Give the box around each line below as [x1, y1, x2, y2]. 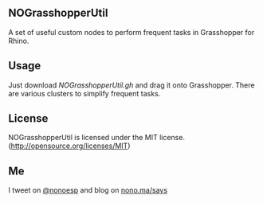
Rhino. [8, 36, 29, 45]
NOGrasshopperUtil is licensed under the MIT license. [8, 133, 186, 142]
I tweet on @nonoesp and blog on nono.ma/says [8, 185, 168, 195]
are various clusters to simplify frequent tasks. [8, 88, 161, 98]
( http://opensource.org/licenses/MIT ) [8, 141, 131, 150]
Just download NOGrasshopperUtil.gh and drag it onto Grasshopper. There [8, 80, 255, 90]
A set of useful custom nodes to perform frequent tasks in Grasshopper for [8, 27, 255, 37]
